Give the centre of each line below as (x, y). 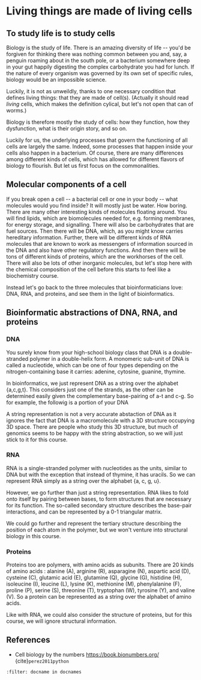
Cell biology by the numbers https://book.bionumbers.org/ (87, 654)
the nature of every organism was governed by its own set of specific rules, (100, 73)
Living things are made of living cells (99, 11)
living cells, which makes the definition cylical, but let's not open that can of (100, 104)
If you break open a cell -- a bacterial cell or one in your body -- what (92, 199)
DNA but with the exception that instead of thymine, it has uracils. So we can (101, 474)
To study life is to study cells (61, 33)
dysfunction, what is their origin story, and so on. (67, 128)
